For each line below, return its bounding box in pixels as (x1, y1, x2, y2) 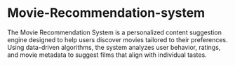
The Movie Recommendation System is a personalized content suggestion (7, 28, 222, 37)
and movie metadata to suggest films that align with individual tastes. (7, 51, 207, 59)
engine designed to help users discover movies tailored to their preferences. (7, 35, 228, 44)
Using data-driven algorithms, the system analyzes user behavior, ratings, (7, 43, 221, 51)
